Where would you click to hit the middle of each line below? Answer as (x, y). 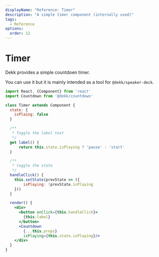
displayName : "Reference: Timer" (40, 10)
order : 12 (20, 33)
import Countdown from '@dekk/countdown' (49, 96)
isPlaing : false (31, 115)
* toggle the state (32, 166)
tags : (11, 19)
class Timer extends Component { (40, 105)
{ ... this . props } (40, 231)
